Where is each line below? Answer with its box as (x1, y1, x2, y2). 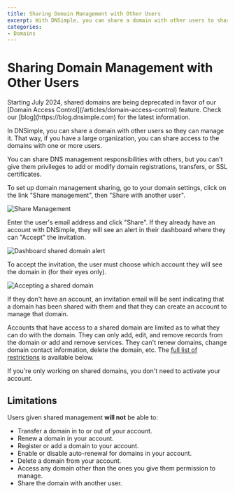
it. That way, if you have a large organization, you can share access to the (7, 134, 220, 142)
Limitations (7, 394, 57, 407)
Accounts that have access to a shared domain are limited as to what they (7, 323, 220, 332)
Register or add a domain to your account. (17, 442, 139, 450)
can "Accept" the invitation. (7, 233, 86, 242)
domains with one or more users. (7, 142, 103, 150)
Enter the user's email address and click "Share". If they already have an (7, 218, 215, 227)
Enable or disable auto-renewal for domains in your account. (17, 450, 192, 457)
